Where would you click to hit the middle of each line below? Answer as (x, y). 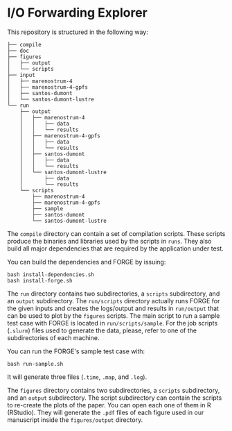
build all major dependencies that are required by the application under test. (115, 248)
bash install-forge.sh (40, 280)
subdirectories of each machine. (53, 337)
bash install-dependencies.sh (51, 274)
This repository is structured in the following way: (78, 32)
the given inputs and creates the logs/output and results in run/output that (113, 308)
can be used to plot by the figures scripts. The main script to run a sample (114, 315)
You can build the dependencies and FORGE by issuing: (87, 262)
